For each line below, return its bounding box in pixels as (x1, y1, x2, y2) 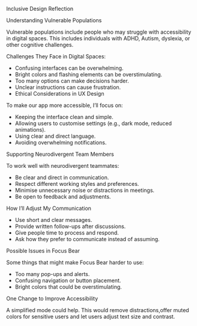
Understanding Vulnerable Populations (6, 17, 102, 23)
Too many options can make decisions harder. (14, 78, 129, 84)
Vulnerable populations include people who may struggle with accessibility (6, 28, 192, 35)
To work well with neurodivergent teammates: (6, 162, 120, 169)
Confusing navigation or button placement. (14, 277, 121, 284)
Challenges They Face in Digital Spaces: (6, 53, 106, 60)
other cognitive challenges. (6, 42, 74, 48)
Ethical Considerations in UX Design (14, 90, 105, 97)
